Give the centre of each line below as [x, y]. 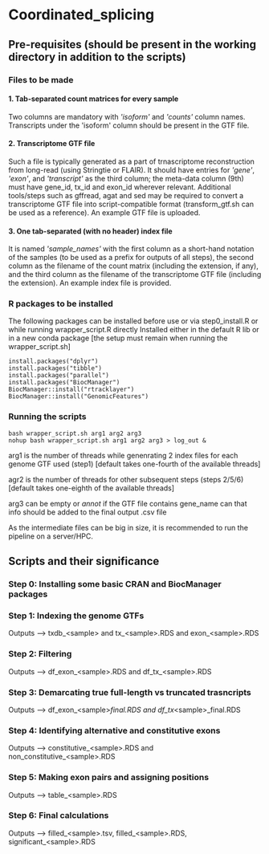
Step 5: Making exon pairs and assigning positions [109, 778]
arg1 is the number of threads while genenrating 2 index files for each [123, 455]
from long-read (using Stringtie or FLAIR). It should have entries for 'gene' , [132, 169]
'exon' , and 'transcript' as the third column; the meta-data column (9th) [126, 178]
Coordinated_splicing [82, 15]
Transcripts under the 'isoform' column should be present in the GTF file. [129, 125]
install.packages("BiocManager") [64, 383]
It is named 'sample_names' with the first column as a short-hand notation [131, 249]
